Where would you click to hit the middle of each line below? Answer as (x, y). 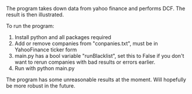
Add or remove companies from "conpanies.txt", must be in (86, 43)
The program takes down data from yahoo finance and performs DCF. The (96, 8)
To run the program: (30, 26)
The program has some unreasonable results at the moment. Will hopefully (96, 79)
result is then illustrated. (35, 15)
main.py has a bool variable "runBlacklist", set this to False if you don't (99, 56)
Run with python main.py (44, 68)
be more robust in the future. (41, 86)
